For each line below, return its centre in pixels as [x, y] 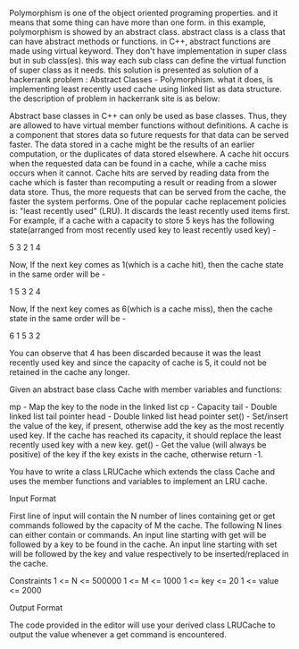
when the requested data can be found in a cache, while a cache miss [138, 163]
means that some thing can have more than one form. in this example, [137, 22]
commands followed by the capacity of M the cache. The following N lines [146, 525]
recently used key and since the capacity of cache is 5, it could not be [138, 363]
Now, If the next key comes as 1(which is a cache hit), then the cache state [146, 265]
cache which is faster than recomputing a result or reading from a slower [143, 182]
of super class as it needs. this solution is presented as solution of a [134, 70]
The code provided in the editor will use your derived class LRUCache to [142, 625]
